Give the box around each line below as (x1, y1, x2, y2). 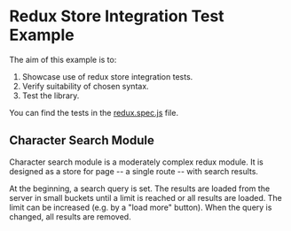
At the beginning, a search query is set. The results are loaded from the (9, 183, 271, 194)
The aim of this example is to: (9, 54, 117, 65)
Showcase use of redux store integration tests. (21, 71, 193, 81)
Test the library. (21, 90, 80, 101)
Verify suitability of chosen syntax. (21, 81, 149, 91)
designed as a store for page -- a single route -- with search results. (9, 166, 259, 176)
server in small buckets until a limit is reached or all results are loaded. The (9, 192, 282, 203)
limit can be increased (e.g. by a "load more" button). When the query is (9, 202, 272, 212)
